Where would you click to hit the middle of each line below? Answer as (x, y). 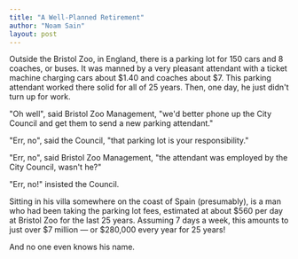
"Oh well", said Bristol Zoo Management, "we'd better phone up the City (141, 114)
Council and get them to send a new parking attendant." (111, 123)
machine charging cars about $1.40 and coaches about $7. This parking (141, 78)
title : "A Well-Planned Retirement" (77, 17)
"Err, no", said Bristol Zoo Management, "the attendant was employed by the (149, 158)
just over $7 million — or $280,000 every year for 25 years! (118, 230)
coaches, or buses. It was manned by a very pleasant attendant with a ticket (149, 68)
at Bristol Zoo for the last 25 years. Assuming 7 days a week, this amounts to (149, 220)
